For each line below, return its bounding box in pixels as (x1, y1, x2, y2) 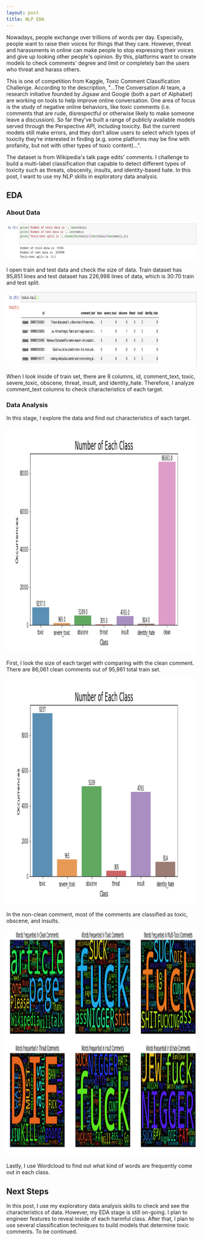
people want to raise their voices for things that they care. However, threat (6, 40, 192, 47)
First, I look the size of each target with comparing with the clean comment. (6, 659, 195, 667)
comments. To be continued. (6, 1228, 78, 1235)
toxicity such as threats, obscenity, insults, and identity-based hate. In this (6, 166, 192, 174)
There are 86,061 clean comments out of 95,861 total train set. (6, 666, 161, 673)
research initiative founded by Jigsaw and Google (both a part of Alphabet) (6, 90, 193, 97)
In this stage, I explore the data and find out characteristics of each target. (6, 414, 192, 422)
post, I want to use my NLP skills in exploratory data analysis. (6, 172, 159, 180)
